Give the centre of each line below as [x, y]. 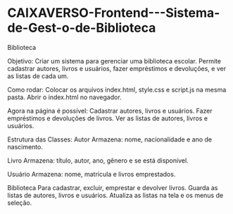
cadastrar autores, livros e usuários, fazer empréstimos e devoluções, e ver [117, 68]
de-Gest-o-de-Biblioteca [82, 28]
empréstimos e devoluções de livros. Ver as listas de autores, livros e [108, 118]
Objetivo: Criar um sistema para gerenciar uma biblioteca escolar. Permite [114, 61]
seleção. [20, 203]
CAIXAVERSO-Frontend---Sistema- [114, 13]
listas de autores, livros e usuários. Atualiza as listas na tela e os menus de [115, 195]
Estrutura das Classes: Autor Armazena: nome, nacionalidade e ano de [110, 139]
